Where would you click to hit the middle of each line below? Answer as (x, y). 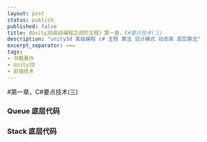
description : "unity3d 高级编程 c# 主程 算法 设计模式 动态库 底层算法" (104, 39)
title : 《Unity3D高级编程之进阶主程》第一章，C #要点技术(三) (85, 33)
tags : (15, 52)
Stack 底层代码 (32, 132)
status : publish (30, 20)
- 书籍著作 (21, 59)
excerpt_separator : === (41, 45)
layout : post (26, 13)
